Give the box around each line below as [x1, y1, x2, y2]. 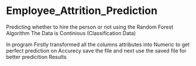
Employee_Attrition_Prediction [6, 4, 158, 18]
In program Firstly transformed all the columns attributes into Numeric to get [6, 41, 190, 48]
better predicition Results [6, 53, 67, 60]
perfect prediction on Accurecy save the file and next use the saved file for [6, 47, 187, 54]
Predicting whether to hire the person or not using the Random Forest [6, 23, 174, 30]
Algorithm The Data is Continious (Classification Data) [6, 29, 136, 36]
